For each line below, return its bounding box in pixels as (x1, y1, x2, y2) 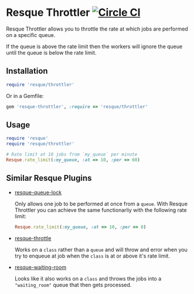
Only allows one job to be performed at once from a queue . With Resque (14, 200, 188, 207)
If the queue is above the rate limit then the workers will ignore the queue (6, 43, 183, 50)
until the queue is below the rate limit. (6, 49, 97, 56)
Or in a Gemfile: (6, 92, 44, 99)
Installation (6, 66, 48, 76)
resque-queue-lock (14, 188, 62, 196)
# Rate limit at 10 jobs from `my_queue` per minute (6, 151, 138, 158)
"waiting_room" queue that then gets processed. (14, 281, 132, 288)
